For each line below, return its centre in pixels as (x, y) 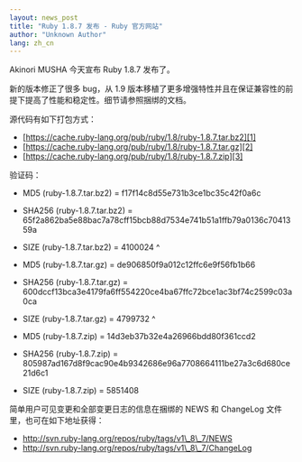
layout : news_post (44, 18)
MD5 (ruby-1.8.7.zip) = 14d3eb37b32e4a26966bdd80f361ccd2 (139, 337)
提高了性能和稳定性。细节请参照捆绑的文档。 (108, 100)
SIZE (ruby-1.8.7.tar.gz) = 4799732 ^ (89, 319)
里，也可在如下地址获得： (57, 420)
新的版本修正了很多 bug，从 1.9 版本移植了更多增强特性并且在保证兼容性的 (147, 89)
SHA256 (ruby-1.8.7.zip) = (70, 354)
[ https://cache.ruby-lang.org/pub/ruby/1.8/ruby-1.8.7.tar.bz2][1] (139, 137)
